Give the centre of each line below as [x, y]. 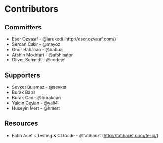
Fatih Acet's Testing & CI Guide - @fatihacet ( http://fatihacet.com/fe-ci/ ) [85, 135]
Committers [23, 27]
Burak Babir [24, 92]
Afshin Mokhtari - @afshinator [42, 55]
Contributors [32, 9]
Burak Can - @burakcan [36, 97]
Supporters [22, 75]
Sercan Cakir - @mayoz [36, 44]
